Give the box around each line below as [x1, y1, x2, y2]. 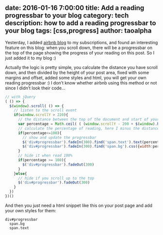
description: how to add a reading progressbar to [5, 19, 156, 27]
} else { [14, 171, 27, 176]
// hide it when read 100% [17, 153, 73, 158]
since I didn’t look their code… [5, 85, 65, 91]
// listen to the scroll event [14, 108, 77, 113]
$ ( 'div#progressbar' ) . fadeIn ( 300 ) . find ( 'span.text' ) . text [22, 139, 142, 145]
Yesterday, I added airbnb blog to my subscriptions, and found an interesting [5, 39, 158, 45]
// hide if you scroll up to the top [17, 176, 95, 181]
